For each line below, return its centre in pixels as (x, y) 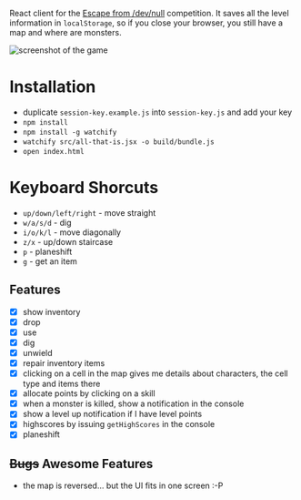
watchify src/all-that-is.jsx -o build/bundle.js (119, 142)
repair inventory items (64, 363)
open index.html (53, 151)
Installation (53, 87)
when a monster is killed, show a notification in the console (133, 403)
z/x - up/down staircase (68, 241)
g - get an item (50, 261)
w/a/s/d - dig (47, 222)
